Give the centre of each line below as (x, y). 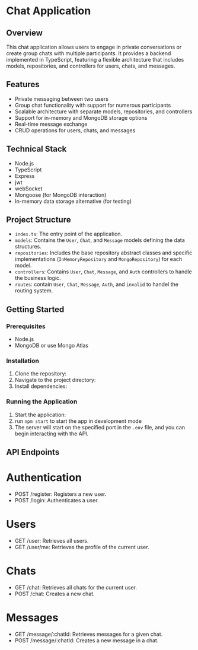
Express (25, 176)
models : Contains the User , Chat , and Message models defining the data (100, 240)
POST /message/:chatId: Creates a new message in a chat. (87, 640)
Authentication (44, 478)
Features (23, 85)
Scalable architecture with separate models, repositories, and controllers (103, 111)
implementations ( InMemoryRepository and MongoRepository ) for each (98, 259)
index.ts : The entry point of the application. (68, 234)
